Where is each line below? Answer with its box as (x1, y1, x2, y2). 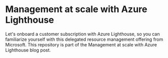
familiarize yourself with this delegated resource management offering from (5, 36, 163, 42)
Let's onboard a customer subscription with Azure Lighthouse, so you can (5, 31, 160, 37)
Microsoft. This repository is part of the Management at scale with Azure (5, 41, 157, 47)
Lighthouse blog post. (5, 47, 51, 53)
